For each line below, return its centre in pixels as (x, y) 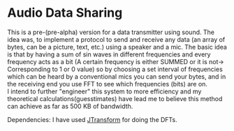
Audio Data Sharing (65, 13)
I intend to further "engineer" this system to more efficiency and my (104, 91)
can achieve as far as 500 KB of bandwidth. (70, 106)
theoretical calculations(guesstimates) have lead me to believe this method (115, 98)
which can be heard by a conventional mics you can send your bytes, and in (117, 76)
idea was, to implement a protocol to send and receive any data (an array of (116, 39)
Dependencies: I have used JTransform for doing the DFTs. (93, 119)
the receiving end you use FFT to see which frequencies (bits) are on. (108, 84)
